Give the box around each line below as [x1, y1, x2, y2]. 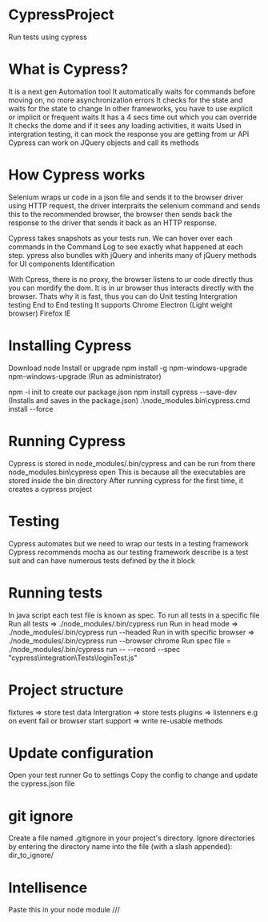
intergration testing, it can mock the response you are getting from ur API [8, 129, 250, 139]
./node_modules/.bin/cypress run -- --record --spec [8, 644, 181, 654]
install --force [8, 404, 54, 413]
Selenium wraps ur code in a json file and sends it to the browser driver [8, 192, 244, 202]
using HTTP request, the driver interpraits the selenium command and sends [8, 200, 261, 210]
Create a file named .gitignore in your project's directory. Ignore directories [8, 833, 256, 843]
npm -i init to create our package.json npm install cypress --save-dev [8, 387, 238, 397]
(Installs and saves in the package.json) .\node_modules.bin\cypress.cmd [8, 395, 250, 405]
